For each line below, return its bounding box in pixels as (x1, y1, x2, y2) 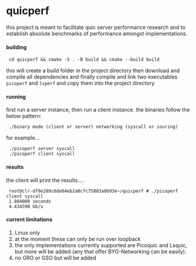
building (6, 43, 27, 51)
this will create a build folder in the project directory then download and (6, 67, 180, 74)
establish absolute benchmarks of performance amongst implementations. (6, 30, 188, 37)
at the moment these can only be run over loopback (14, 235, 141, 242)
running (6, 93, 27, 100)
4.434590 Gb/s (8, 203, 44, 209)
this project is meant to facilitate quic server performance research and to (6, 24, 186, 31)
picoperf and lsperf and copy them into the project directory (6, 80, 155, 87)
